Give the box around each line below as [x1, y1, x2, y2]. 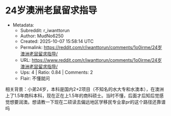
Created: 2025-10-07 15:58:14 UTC [20, 38, 94, 44]
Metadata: [12, 21, 35, 28]
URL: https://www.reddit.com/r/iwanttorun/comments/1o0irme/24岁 [20, 57, 162, 63]
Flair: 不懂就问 [20, 75, 50, 81]
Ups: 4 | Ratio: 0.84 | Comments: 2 [20, 69, 93, 75]
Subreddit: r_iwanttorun [20, 27, 70, 33]
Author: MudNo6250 [20, 33, 64, 39]
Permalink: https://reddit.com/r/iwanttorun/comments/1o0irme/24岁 [20, 44, 162, 50]
